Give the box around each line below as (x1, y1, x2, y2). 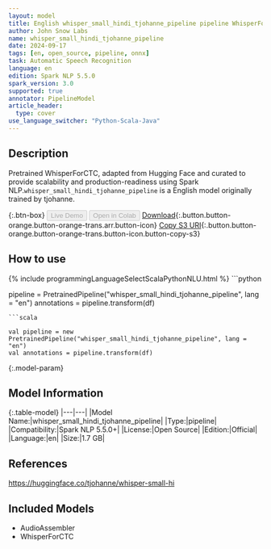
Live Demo (51, 211, 83, 220)
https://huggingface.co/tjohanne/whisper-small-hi (8, 478, 175, 488)
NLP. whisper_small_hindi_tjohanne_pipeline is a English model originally (8, 185, 252, 195)
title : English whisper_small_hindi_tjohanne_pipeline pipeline (8, 19, 229, 27)
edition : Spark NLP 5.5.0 (8, 72, 95, 80)
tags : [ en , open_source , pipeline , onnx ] (8, 49, 150, 57)
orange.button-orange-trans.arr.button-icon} (8, 220, 157, 230)
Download (141, 210, 176, 220)
